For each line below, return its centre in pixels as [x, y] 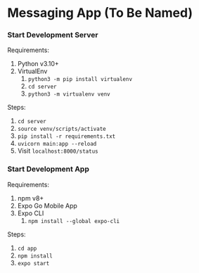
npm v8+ [31, 198]
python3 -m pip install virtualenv [80, 80]
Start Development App [48, 169]
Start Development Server [53, 35]
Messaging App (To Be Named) [100, 13]
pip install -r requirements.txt [66, 136]
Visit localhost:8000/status [58, 151]
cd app [27, 248]
